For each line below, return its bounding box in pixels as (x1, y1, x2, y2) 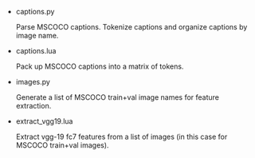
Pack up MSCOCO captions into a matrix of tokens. (15, 61, 184, 71)
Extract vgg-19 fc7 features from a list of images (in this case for (15, 132, 228, 141)
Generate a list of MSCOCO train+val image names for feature (15, 93, 220, 102)
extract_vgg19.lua (15, 117, 73, 126)
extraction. (15, 101, 52, 110)
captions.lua (15, 46, 57, 55)
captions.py (15, 7, 55, 16)
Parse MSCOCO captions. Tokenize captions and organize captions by (15, 22, 248, 31)
